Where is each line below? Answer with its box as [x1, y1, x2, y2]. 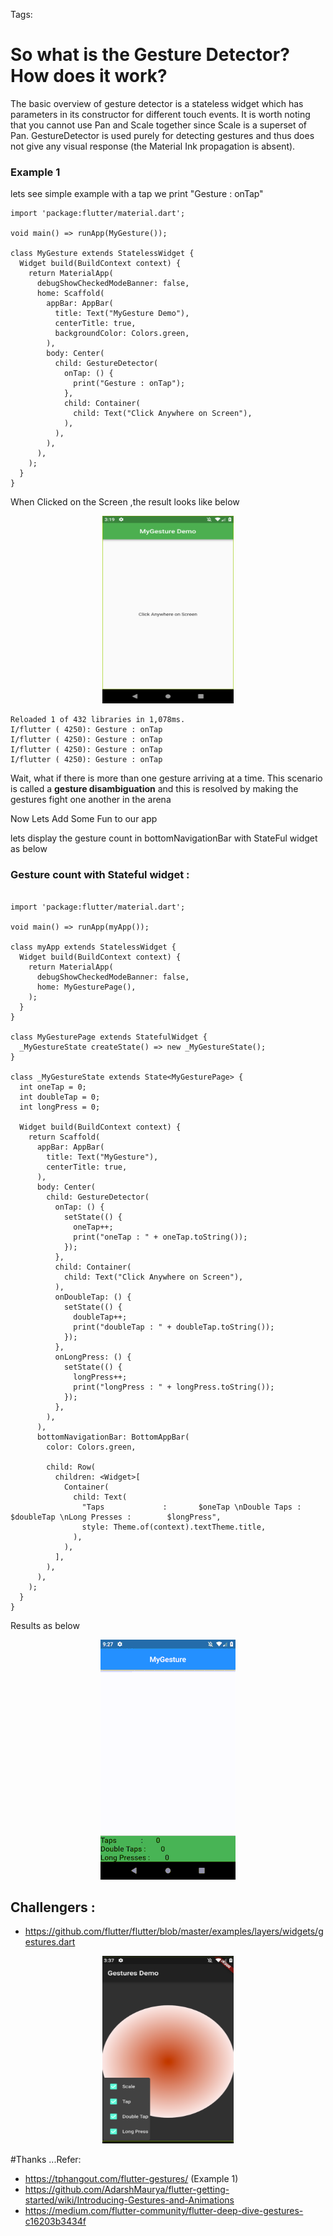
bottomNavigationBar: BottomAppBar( [36, 1432, 190, 1442]
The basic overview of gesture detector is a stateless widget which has [10, 97, 304, 109]
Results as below [10, 1619, 80, 1631]
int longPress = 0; [19, 1102, 101, 1112]
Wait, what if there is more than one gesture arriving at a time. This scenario [10, 772, 323, 784]
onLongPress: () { [54, 1352, 132, 1362]
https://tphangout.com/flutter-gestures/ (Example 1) [24, 2173, 239, 2185]
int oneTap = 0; [19, 1082, 87, 1092]
